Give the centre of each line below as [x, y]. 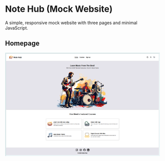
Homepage [22, 44]
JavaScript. [17, 28]
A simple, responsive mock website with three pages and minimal [71, 23]
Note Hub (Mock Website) [59, 9]
